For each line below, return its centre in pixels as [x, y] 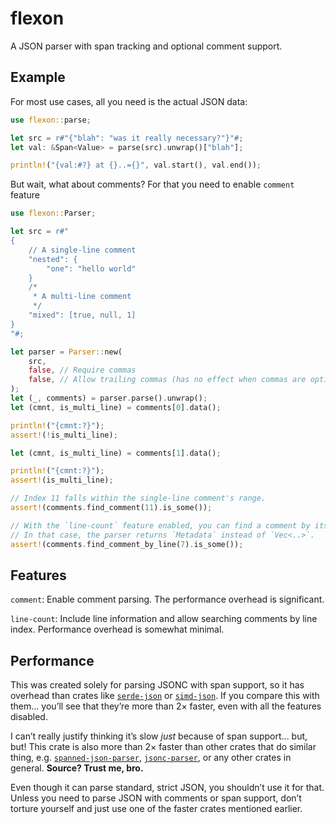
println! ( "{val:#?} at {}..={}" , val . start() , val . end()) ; [136, 165]
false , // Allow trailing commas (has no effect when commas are [167, 380]
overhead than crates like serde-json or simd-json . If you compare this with [165, 696]
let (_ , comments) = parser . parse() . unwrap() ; [109, 398]
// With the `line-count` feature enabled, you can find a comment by [160, 525]
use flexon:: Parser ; [53, 213]
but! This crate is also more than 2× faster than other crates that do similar [163, 747]
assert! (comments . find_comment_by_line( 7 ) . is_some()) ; [127, 544]
